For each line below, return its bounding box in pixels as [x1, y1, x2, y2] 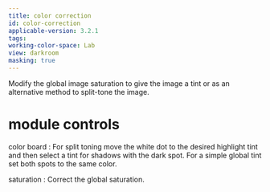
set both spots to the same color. [8, 158, 117, 169]
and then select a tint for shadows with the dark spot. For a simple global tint [8, 150, 262, 160]
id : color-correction [8, 19, 81, 27]
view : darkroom [8, 49, 59, 57]
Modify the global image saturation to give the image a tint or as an [8, 78, 231, 88]
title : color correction [8, 11, 92, 20]
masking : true [8, 57, 56, 65]
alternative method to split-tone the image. [8, 87, 150, 96]
